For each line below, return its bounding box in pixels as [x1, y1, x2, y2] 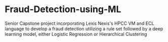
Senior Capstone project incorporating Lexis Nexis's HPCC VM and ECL [5, 20, 154, 26]
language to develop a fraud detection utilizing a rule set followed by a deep [5, 25, 163, 31]
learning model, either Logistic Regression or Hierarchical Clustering [5, 31, 147, 37]
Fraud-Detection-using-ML [5, 4, 121, 15]
